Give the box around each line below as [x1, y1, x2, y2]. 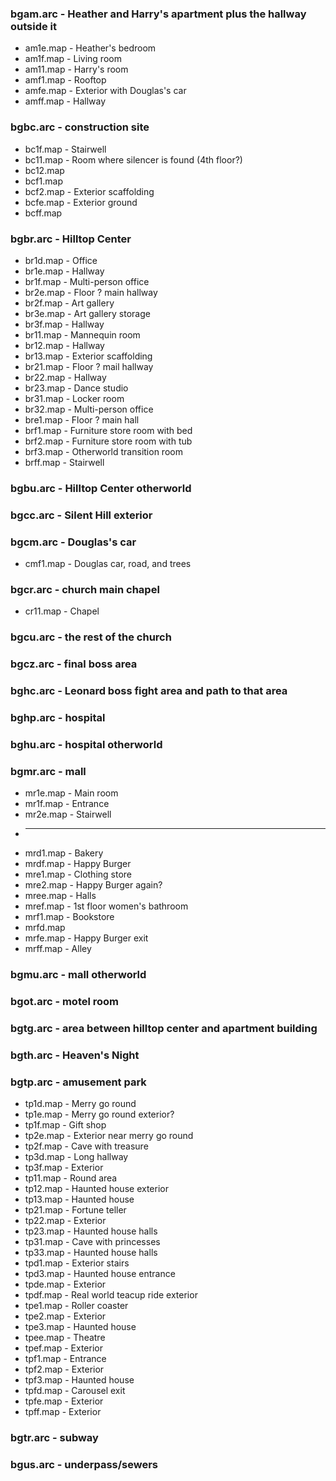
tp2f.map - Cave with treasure [24, 1140, 149, 1152]
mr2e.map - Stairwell [24, 808, 112, 821]
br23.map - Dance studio [24, 382, 129, 394]
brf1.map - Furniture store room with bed [24, 424, 193, 436]
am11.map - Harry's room [24, 63, 129, 76]
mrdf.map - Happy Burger [24, 858, 132, 870]
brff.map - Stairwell [24, 456, 105, 468]
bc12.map [24, 164, 65, 176]
